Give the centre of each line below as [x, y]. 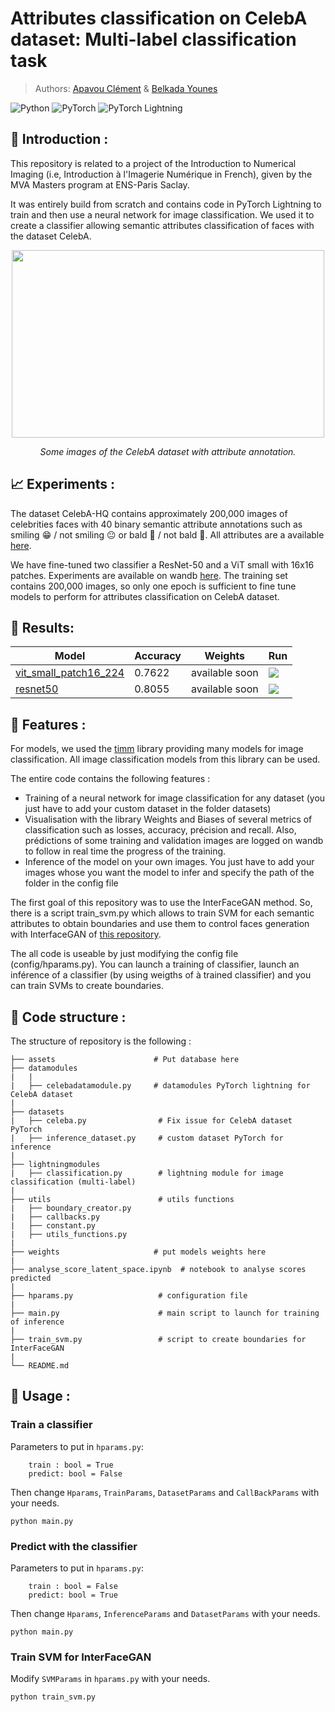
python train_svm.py [53, 1697]
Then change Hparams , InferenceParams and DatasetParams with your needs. [165, 1613]
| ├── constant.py [53, 1226]
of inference [37, 1322]
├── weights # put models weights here [138, 1252]
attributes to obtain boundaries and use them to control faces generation [160, 924]
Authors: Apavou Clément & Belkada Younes [126, 88]
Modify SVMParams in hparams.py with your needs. [110, 1679]
